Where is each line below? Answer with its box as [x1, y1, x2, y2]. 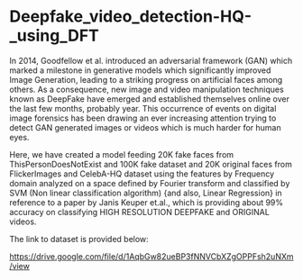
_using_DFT [9, 25, 99, 46]
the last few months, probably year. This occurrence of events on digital [9, 103, 277, 113]
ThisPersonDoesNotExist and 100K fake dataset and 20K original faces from [9, 158, 293, 169]
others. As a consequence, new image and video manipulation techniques [9, 84, 284, 95]
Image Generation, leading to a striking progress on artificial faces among [9, 74, 283, 85]
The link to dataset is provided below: [9, 233, 149, 244]
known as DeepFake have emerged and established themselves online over [9, 93, 290, 104]
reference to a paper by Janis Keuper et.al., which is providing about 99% [9, 196, 284, 208]
